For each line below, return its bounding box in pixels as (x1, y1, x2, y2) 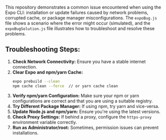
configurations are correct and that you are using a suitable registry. (12, 97, 153, 104)
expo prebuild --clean (12, 78, 60, 84)
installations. (12, 129, 39, 135)
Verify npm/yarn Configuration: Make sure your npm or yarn (12, 92, 139, 98)
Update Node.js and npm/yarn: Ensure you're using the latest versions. (12, 108, 161, 114)
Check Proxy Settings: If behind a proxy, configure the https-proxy (12, 113, 152, 119)
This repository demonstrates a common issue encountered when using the (5, 4, 161, 10)
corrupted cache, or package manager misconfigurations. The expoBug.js (5, 15, 157, 20)
